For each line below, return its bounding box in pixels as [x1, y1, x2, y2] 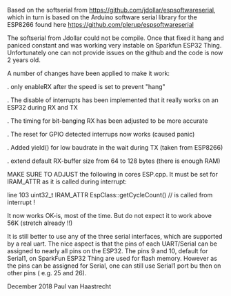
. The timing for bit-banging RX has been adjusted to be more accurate [7, 117, 208, 125]
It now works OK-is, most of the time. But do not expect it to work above [7, 212, 212, 219]
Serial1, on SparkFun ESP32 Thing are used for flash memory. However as [7, 255, 217, 262]
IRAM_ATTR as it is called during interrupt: [7, 177, 128, 186]
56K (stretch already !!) [7, 219, 73, 227]
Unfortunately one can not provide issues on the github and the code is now [7, 48, 223, 57]
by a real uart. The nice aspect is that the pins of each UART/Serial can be [7, 239, 217, 248]
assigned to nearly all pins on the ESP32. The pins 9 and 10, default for [7, 247, 208, 255]
